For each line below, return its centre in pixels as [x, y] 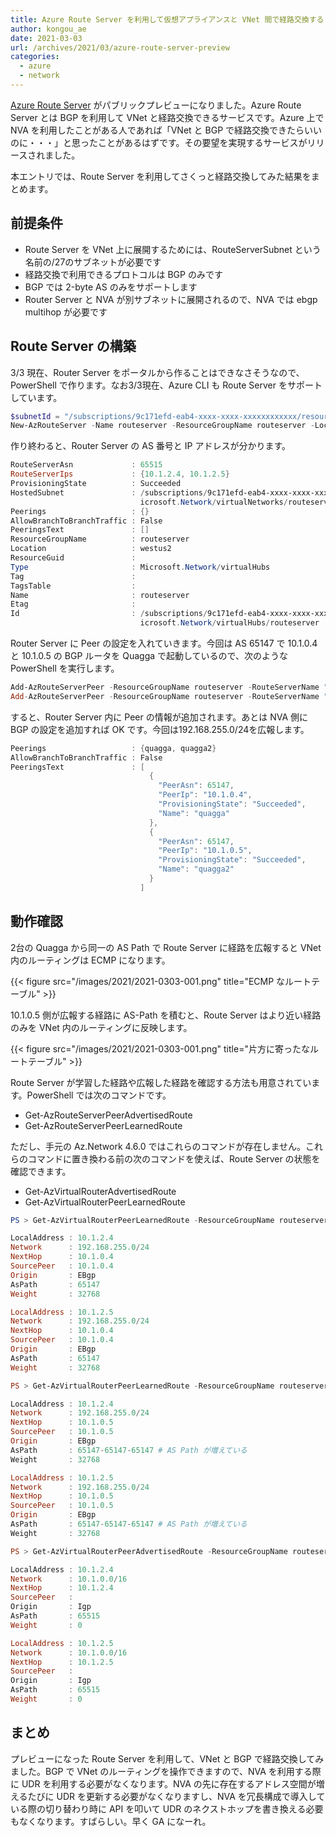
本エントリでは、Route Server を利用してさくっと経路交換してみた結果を [161, 176]
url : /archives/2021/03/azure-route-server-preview [120, 47]
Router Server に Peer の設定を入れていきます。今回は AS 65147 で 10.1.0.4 [164, 643]
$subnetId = [35, 416]
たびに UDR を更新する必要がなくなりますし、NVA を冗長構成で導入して [176, 1796]
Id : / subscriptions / [109, 614]
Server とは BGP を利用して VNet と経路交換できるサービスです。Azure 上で [167, 117]
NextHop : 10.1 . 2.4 [62, 1588]
